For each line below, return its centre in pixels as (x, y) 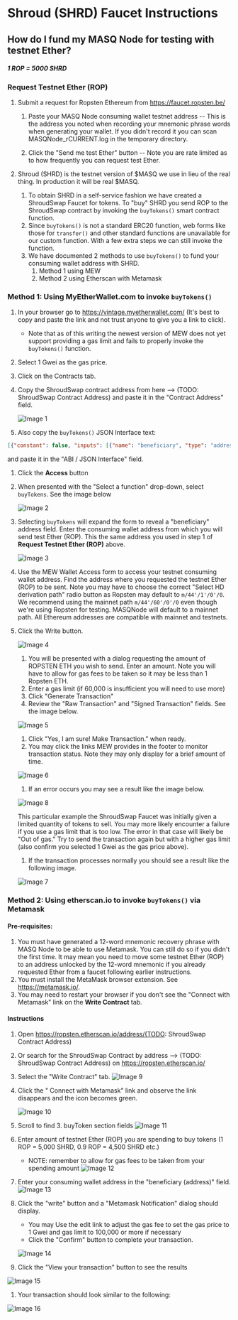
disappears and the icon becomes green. (78, 1098)
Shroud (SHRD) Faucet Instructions (113, 13)
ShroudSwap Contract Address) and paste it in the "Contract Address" (120, 397)
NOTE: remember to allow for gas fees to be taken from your (117, 1161)
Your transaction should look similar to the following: (94, 1295)
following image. (52, 868)
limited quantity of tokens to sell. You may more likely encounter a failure (124, 824)
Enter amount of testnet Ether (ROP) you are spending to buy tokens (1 (120, 1140)
